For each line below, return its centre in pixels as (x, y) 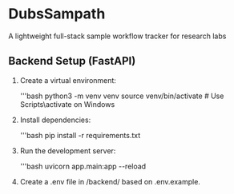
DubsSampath (57, 14)
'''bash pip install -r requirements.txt (80, 135)
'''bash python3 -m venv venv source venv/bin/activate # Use (122, 96)
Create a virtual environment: (68, 80)
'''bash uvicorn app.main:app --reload (83, 166)
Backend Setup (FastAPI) (72, 61)
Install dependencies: (55, 120)
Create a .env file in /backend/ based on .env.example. (110, 181)
